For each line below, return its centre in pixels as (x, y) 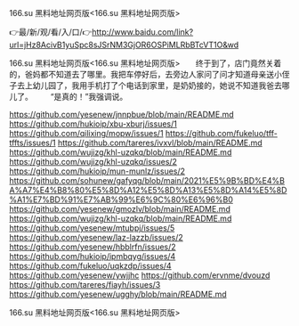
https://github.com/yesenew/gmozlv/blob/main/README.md (120, 209)
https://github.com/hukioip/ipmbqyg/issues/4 (93, 256)
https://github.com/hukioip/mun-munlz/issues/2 (97, 171)
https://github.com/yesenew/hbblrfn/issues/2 (93, 247)
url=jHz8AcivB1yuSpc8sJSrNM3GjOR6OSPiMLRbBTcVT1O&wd (124, 45)
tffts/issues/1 (32, 143)
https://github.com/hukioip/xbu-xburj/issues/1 (93, 124)
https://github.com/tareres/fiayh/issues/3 (85, 285)
